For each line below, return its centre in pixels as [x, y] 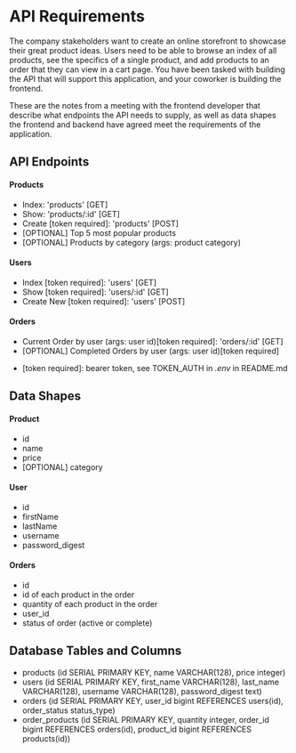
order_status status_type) [68, 710]
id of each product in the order [78, 595]
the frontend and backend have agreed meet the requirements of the [135, 124]
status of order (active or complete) [87, 623]
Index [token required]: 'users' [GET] [89, 282]
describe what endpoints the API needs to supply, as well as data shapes [143, 115]
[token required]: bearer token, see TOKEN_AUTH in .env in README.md [155, 368]
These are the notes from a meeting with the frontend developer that [135, 105]
